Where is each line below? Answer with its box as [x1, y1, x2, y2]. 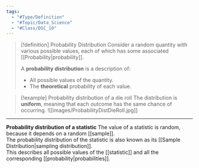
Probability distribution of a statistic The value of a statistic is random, [6, 124, 181, 131]
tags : [6, 8, 20, 15]
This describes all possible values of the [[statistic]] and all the [6, 149, 159, 156]
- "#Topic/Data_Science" [11, 19, 73, 25]
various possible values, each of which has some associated [20, 48, 169, 55]
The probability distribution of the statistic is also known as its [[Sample [6, 136, 181, 143]
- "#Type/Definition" [11, 14, 65, 20]
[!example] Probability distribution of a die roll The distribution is [20, 94, 178, 101]
